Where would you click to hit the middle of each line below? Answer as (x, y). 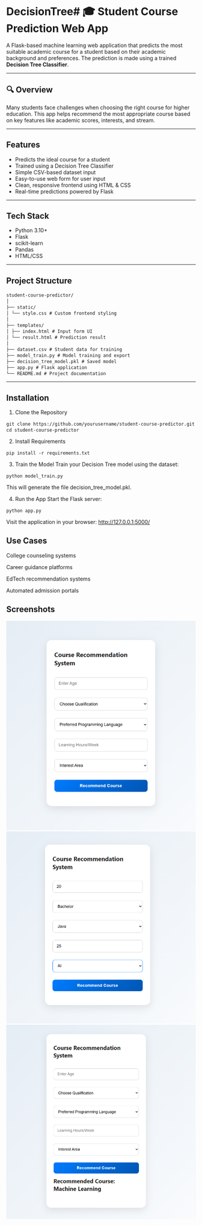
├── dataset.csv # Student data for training (64, 350)
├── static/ (21, 307)
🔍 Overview (29, 90)
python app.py (24, 511)
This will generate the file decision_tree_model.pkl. (69, 487)
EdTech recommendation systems (48, 579)
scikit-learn (29, 243)
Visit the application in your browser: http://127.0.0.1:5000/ (78, 522)
